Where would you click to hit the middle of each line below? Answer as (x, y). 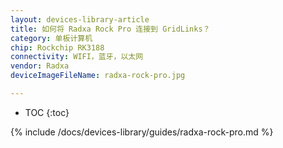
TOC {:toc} (47, 112)
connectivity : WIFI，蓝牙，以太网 (77, 57)
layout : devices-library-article (80, 19)
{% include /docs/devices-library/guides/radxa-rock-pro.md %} (142, 132)
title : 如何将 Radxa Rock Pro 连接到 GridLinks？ (110, 29)
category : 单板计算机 (51, 38)
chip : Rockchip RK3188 (57, 47)
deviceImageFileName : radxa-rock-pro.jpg (98, 76)
